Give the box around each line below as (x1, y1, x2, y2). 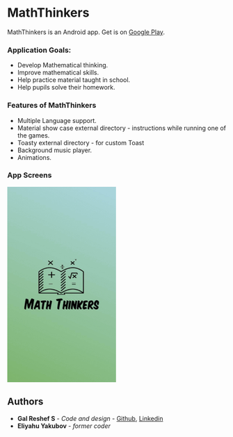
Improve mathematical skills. (17, 68, 99, 77)
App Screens (7, 170, 52, 180)
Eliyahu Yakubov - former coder (17, 422, 111, 430)
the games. (17, 131, 50, 140)
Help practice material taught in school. (17, 76, 131, 84)
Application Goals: (7, 45, 72, 55)
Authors (7, 396, 44, 408)
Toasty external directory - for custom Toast (17, 138, 145, 147)
